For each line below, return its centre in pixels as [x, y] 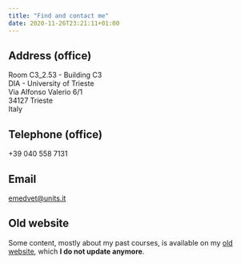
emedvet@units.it [37, 198]
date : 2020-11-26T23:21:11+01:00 [64, 23]
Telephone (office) [55, 134]
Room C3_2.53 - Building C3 [55, 75]
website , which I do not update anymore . [76, 251]
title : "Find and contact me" [59, 16]
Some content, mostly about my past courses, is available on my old [121, 242]
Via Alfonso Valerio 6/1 [45, 92]
